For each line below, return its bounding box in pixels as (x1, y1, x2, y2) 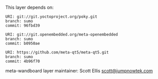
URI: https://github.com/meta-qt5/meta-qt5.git (5, 50, 109, 55)
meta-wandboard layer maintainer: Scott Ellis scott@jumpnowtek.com (5, 68, 153, 73)
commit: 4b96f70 (5, 59, 40, 64)
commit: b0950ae (5, 41, 40, 46)
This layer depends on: (5, 5, 54, 10)
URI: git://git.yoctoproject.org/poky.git (5, 14, 97, 19)
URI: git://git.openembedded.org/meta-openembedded (5, 32, 118, 37)
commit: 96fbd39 (5, 23, 40, 28)
